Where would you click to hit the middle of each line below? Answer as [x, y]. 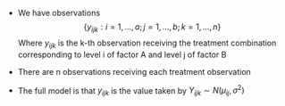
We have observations [59, 13]
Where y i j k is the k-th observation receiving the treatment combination [147, 44]
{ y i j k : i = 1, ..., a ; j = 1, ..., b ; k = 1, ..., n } [152, 28]
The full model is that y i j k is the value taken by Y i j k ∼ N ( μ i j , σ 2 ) [131, 91]
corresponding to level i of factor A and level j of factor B [122, 54]
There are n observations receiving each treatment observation [134, 71]
